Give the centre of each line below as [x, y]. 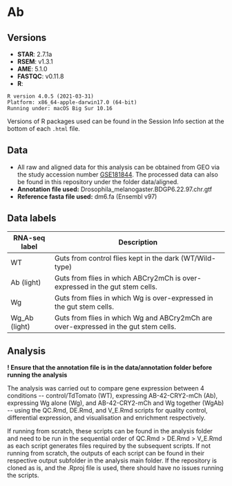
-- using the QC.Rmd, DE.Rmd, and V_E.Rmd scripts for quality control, [108, 411]
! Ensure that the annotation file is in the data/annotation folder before [110, 368]
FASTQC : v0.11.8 [40, 76]
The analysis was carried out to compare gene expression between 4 [106, 388]
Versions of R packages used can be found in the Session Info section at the [116, 121]
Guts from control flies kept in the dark [117, 258]
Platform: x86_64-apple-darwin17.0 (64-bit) [72, 102]
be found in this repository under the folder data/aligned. [98, 181]
